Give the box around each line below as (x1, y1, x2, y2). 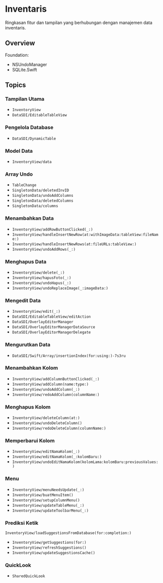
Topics (5, 81, 26, 89)
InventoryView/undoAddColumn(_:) (12, 387, 80, 392)
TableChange (12, 183, 36, 188)
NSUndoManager (12, 61, 47, 67)
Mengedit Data (5, 297, 41, 304)
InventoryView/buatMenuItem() (12, 492, 74, 497)
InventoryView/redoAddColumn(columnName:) (12, 392, 100, 397)
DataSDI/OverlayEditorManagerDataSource (12, 325, 95, 330)
